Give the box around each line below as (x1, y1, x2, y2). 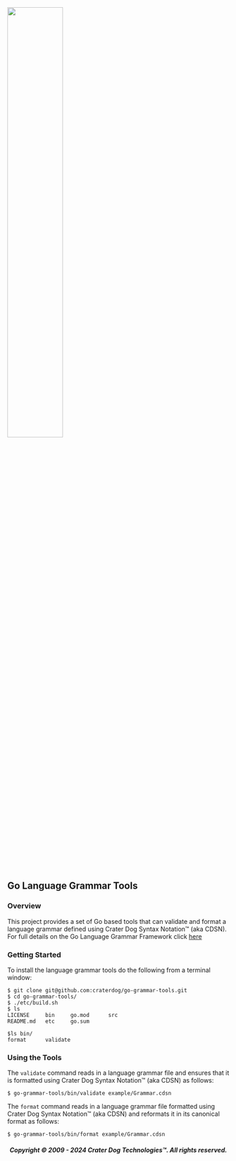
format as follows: (7, 1117, 60, 1126)
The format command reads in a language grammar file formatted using (7, 1102, 216, 1111)
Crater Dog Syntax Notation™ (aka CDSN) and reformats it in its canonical (7, 1109, 221, 1118)
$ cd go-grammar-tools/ (7, 993, 77, 1000)
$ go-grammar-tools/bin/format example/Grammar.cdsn (7, 1131, 166, 1138)
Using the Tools (7, 1052, 62, 1062)
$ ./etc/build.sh (7, 999, 58, 1006)
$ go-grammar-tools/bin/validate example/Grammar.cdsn (7, 1090, 172, 1097)
